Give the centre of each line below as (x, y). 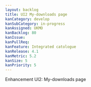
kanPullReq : (17, 42)
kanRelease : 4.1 (22, 51)
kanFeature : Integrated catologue (41, 47)
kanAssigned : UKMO (24, 28)
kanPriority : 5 (21, 65)
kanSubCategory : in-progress (35, 24)
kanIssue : (15, 38)
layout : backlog (22, 10)
